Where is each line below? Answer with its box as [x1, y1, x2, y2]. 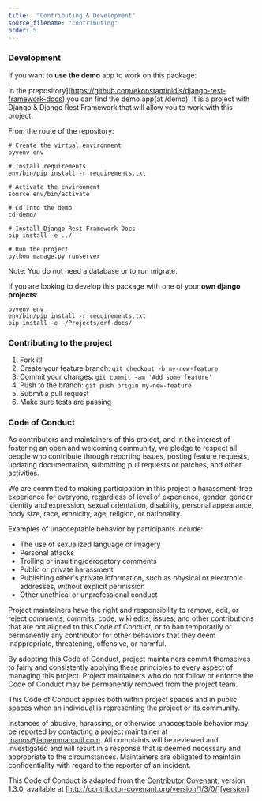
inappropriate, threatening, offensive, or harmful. [8, 639, 167, 648]
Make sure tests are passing [19, 397, 112, 406]
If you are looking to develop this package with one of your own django [8, 281, 241, 291]
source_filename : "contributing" [8, 19, 118, 27]
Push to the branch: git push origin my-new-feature [19, 380, 192, 390]
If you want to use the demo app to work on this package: [8, 70, 197, 80]
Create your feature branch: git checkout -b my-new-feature [19, 363, 219, 372]
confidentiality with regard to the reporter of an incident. [8, 761, 191, 770]
